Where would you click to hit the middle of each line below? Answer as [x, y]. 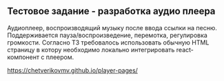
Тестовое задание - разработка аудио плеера [111, 11]
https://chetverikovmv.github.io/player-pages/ [72, 70]
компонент [23, 57]
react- [185, 49]
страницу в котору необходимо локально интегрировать [91, 49]
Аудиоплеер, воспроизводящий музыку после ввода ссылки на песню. [112, 27]
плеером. [60, 57]
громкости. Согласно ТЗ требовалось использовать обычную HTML [108, 42]
